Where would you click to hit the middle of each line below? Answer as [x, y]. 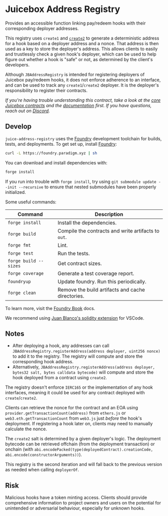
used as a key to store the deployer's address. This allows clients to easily [81, 49]
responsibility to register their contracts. [46, 90]
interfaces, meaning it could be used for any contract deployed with [75, 393]
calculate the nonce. [26, 429]
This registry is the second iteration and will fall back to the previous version [84, 464]
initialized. [15, 192]
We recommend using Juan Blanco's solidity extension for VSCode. [75, 318]
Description [109, 214]
